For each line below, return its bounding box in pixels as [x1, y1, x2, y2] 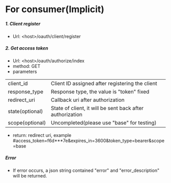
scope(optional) [8, 119, 46, 126]
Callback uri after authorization [50, 96, 125, 103]
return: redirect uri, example [12, 132, 72, 138]
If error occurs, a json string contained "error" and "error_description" [12, 167, 159, 173]
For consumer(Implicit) [5, 4, 104, 15]
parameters [12, 68, 37, 75]
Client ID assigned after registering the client [50, 80, 158, 87]
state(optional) [8, 108, 43, 115]
